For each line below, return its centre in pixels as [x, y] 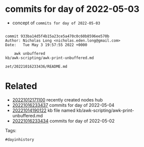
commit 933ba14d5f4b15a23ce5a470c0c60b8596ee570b [57, 36]
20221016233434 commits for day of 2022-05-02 [63, 121]
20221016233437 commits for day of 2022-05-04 [63, 105]
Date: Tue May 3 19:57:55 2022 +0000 [46, 45]
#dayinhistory [20, 140]
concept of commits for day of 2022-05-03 [56, 23]
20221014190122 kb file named [44, 110]
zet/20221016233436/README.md [36, 66]
